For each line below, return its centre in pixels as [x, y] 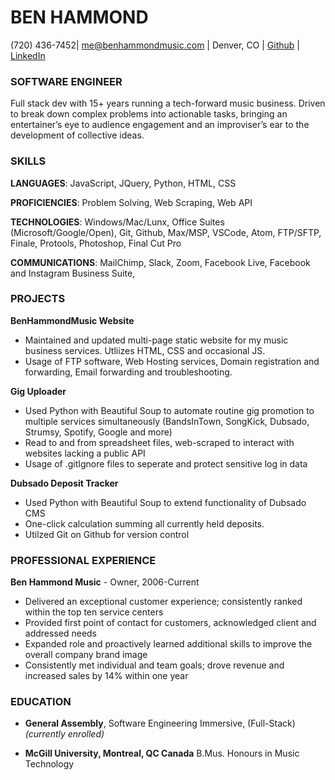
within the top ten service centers [94, 612]
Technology [49, 764]
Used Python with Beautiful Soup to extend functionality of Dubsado [165, 502]
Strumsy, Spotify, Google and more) [98, 432]
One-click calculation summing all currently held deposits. [144, 523]
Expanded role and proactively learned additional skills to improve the [168, 644]
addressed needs [61, 633]
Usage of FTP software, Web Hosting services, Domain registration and [172, 361]
